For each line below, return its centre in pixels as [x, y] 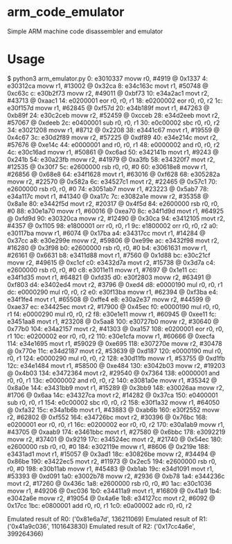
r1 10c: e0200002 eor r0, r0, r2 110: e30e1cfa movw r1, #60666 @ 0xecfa [111, 336]
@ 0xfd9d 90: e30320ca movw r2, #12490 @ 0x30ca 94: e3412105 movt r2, [116, 218]
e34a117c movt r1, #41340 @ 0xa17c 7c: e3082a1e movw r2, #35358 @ [108, 196]
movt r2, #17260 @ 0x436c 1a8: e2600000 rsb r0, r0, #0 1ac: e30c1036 [109, 483]
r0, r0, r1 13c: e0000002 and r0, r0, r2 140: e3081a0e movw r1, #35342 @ [112, 380]
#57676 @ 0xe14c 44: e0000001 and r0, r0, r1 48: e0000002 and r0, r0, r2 [114, 144]
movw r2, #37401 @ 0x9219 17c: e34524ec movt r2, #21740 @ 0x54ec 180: [115, 439]
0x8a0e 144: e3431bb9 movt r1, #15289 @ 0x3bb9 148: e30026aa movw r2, [116, 387]
